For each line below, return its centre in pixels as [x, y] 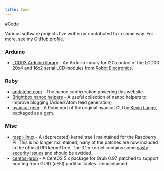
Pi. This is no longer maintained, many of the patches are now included [85, 142]
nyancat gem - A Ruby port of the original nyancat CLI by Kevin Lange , [85, 108]
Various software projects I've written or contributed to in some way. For [79, 33]
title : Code [17, 10]
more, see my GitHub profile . [35, 39]
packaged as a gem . [33, 113]
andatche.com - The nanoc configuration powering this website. [78, 92]
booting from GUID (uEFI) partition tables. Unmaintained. [70, 163]
